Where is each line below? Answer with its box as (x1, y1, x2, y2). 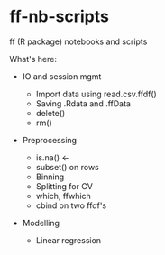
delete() (35, 107, 66, 118)
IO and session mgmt (22, 70, 102, 82)
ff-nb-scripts (9, 6, 110, 27)
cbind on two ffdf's (35, 200, 107, 211)
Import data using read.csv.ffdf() (35, 88, 158, 99)
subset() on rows (35, 161, 99, 172)
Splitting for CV (35, 180, 93, 191)
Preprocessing (22, 134, 78, 145)
